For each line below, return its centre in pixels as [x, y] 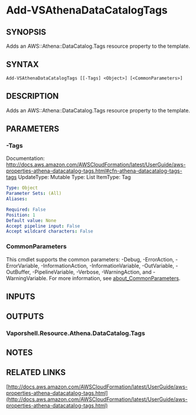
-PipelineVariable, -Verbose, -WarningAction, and [92, 272]
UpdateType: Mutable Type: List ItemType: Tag [74, 177]
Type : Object [22, 188]
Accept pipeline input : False [43, 226]
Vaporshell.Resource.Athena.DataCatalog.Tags [76, 333]
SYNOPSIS [26, 32]
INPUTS [21, 297]
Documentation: [26, 158]
